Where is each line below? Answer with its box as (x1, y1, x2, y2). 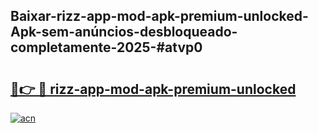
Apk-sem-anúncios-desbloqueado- (10, 24, 238, 41)
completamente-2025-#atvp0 (10, 39, 203, 56)
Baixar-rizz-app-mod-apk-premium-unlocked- (10, 8, 309, 25)
